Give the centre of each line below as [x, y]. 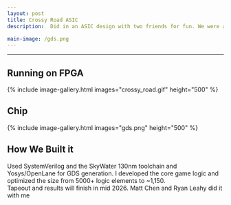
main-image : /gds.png [38, 39]
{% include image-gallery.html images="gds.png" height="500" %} [102, 127]
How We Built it [41, 150]
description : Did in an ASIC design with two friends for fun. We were [113, 26]
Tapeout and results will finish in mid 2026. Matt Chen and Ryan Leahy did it [115, 188]
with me [19, 195]
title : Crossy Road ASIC [43, 20]
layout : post [26, 13]
